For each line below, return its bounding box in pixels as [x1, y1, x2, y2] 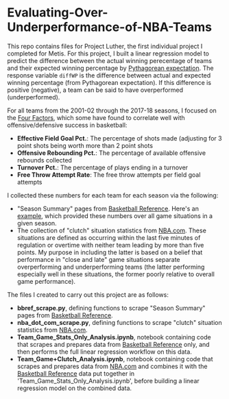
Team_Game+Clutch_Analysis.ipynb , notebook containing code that [16, 354, 214, 363]
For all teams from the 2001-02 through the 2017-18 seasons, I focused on [7, 106, 217, 114]
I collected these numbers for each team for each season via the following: [7, 191, 219, 199]
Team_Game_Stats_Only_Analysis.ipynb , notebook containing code [16, 332, 211, 341]
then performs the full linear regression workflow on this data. [16, 348, 192, 356]
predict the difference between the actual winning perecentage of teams [7, 56, 213, 64]
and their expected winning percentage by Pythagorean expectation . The [7, 64, 214, 72]
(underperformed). [7, 93, 60, 101]
